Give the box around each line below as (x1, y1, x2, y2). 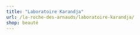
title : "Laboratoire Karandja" (6, 8, 84, 15)
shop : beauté (6, 20, 39, 26)
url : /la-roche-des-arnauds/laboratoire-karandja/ (6, 14, 135, 20)
